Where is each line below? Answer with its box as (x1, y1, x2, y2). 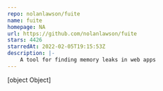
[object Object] (7, 75, 52, 84)
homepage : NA (7, 23, 46, 30)
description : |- (7, 50, 55, 57)
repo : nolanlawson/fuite (7, 10, 80, 18)
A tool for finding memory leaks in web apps (20, 56, 157, 63)
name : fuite (7, 17, 42, 24)
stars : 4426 (7, 37, 42, 44)
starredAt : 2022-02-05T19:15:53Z (7, 43, 106, 50)
